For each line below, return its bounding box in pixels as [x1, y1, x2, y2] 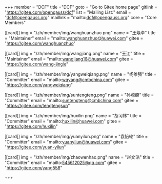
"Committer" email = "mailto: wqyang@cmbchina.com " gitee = [4, 77, 130, 82]
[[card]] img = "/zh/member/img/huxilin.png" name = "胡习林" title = [4, 113, 142, 119]
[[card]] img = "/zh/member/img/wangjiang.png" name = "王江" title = [4, 51, 145, 56]
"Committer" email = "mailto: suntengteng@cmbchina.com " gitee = [4, 98, 139, 103]
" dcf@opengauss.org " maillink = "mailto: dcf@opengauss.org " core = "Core [4, 15, 157, 20]
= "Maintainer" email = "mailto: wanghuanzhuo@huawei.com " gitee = [4, 35, 143, 41]
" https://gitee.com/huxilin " [4, 123, 58, 129]
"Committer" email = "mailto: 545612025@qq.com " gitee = [4, 160, 121, 165]
